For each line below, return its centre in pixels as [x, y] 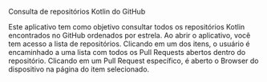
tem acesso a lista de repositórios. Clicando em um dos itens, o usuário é [129, 44]
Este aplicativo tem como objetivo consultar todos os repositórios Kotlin [127, 27]
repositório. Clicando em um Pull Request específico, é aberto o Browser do [133, 61]
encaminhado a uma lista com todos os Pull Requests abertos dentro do [127, 52]
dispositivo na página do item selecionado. [79, 69]
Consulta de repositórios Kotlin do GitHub [77, 12]
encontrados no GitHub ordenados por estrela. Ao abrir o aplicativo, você [129, 35]
